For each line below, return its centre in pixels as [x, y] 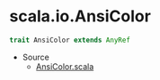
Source [36, 57]
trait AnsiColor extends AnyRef [70, 40]
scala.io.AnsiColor [80, 16]
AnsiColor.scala [65, 66]
